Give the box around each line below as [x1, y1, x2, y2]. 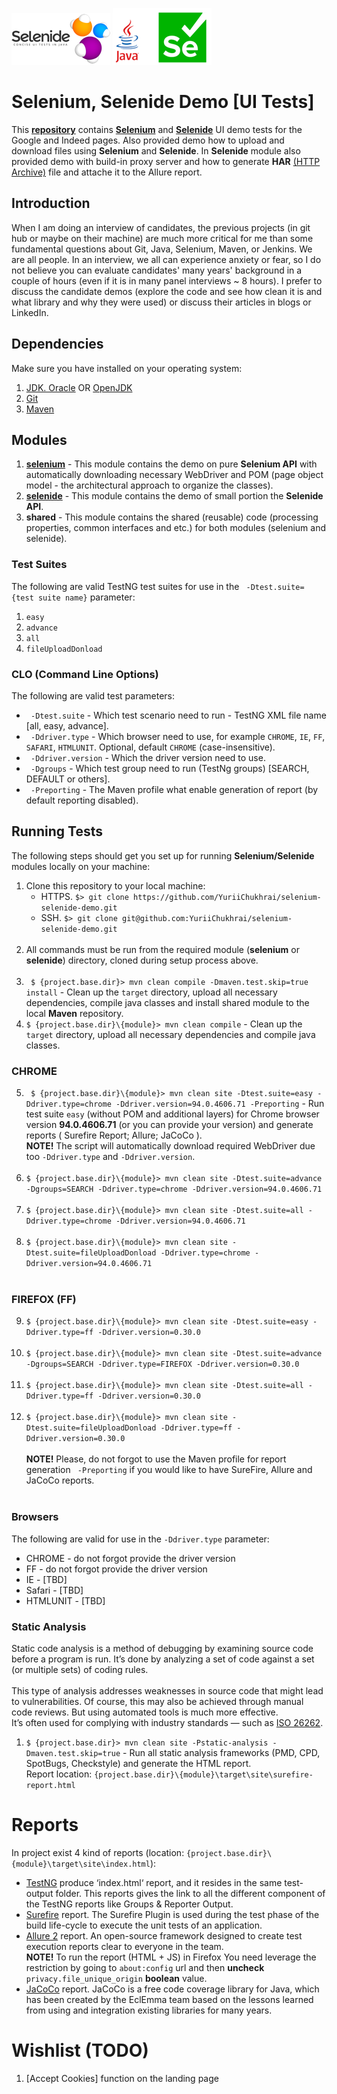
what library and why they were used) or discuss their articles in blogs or [11, 296, 312, 308]
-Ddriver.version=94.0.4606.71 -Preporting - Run [115, 1098, 325, 1110]
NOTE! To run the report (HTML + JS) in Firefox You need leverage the [25, 1951, 317, 1963]
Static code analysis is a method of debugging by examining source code [11, 1642, 314, 1654]
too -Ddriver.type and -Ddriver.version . [25, 1151, 196, 1163]
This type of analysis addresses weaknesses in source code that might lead [11, 1684, 324, 1697]
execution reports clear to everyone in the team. [25, 1940, 224, 1952]
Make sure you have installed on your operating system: [11, 362, 243, 374]
